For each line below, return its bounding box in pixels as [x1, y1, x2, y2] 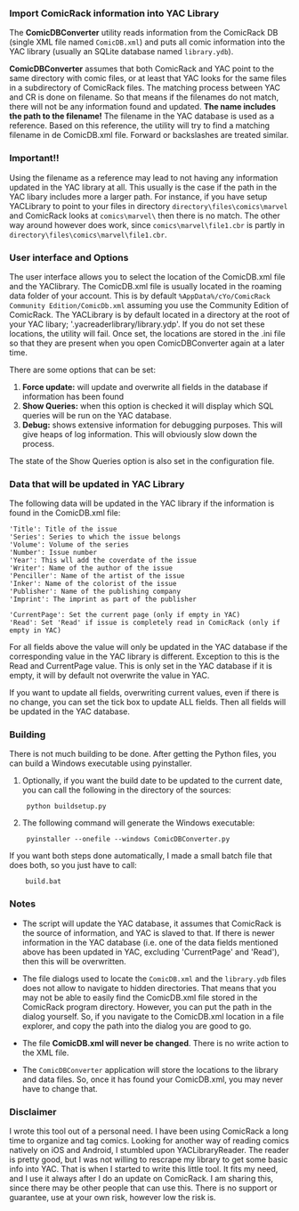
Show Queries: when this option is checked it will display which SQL [21, 400, 274, 411]
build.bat [25, 877, 62, 886]
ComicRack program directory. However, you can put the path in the [21, 1001, 272, 1012]
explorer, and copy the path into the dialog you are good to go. [21, 1020, 252, 1031]
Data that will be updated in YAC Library [9, 477, 185, 490]
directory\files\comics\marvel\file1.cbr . [9, 229, 167, 240]
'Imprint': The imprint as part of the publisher [9, 595, 198, 604]
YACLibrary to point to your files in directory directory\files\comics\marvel [9, 200, 288, 211]
